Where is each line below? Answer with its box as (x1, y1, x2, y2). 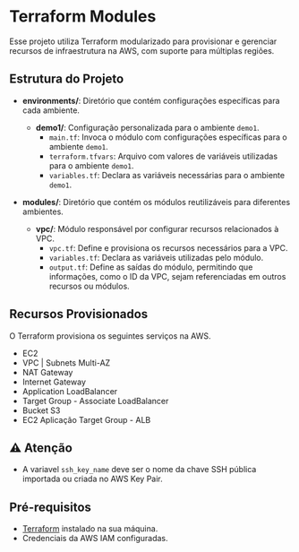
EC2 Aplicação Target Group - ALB (21, 414, 151, 425)
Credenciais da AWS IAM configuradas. (21, 533, 168, 544)
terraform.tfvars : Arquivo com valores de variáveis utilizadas (48, 151, 278, 161)
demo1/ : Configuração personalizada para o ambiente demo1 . (35, 122, 260, 133)
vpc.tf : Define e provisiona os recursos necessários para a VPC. (48, 242, 288, 253)
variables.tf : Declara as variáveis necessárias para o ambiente (48, 169, 285, 180)
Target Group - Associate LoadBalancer (21, 395, 169, 406)
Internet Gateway (21, 376, 87, 387)
